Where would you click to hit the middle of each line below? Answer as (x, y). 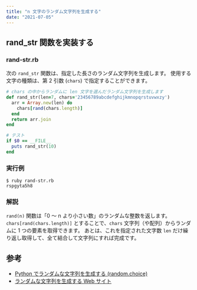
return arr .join (31, 119)
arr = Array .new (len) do (42, 103)
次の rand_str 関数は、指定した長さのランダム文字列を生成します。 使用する (99, 73)
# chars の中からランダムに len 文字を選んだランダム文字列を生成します (85, 92)
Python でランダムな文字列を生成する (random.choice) (81, 274)
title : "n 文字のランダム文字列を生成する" (54, 12)
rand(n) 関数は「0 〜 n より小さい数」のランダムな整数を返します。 (88, 216)
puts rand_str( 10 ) (34, 146)
